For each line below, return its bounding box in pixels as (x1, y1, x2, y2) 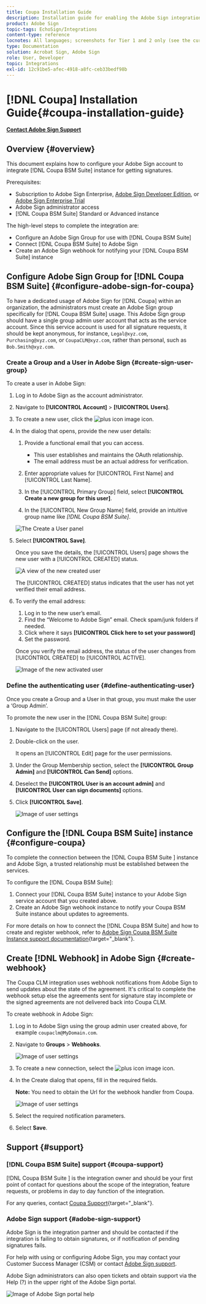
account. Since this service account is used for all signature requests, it (6, 323, 187, 331)
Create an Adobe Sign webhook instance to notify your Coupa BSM (15, 904, 186, 911)
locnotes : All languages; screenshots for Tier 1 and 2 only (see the (6, 37, 191, 44)
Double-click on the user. (15, 737, 80, 745)
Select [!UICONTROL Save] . (15, 537, 87, 544)
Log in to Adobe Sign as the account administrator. (15, 391, 144, 399)
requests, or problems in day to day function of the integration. (6, 1187, 165, 1195)
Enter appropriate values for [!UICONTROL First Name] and (24, 469, 174, 477)
